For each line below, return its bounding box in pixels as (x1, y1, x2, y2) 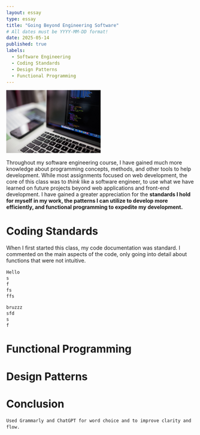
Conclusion (6, 397, 65, 410)
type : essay (6, 16, 36, 22)
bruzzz (6, 305, 23, 311)
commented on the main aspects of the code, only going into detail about (6, 251, 187, 258)
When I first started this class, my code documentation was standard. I (6, 244, 181, 251)
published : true (6, 41, 47, 47)
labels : (6, 48, 26, 54)
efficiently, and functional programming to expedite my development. (6, 203, 183, 211)
